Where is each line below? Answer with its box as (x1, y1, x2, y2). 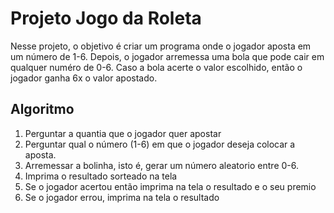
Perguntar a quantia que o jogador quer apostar (24, 127, 222, 139)
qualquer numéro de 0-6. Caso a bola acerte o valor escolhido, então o (10, 61, 303, 73)
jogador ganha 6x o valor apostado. (10, 72, 158, 84)
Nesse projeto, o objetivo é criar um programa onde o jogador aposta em (10, 40, 312, 52)
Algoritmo (10, 101, 75, 118)
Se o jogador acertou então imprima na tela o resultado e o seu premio (24, 180, 317, 192)
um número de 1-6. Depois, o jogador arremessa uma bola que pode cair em (10, 50, 325, 62)
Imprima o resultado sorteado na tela (24, 170, 178, 182)
